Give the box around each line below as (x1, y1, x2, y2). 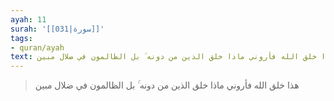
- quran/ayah (10, 42, 65, 53)
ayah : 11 (10, 14, 47, 25)
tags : (10, 33, 33, 43)
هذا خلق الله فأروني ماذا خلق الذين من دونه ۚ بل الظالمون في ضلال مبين (34, 79, 300, 91)
